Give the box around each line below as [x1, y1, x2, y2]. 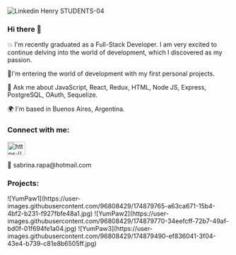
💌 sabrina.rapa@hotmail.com [7, 160, 92, 169]
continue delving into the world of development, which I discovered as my [7, 48, 223, 57]
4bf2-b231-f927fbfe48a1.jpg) [7, 209, 93, 218]
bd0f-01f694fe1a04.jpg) [7, 224, 77, 232]
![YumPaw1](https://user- [7, 194, 81, 203]
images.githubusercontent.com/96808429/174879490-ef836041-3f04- [7, 232, 216, 240]
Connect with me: [7, 125, 70, 135]
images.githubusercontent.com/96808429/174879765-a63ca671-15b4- [7, 201, 216, 210]
